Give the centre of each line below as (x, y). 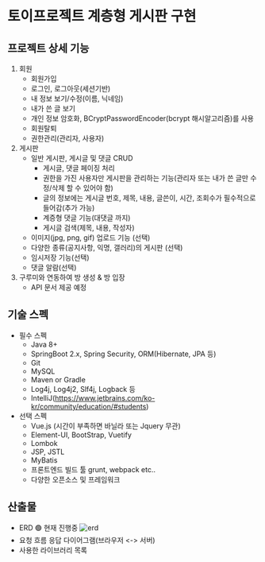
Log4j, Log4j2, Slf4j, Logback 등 (83, 389)
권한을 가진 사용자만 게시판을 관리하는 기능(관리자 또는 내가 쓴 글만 (146, 178)
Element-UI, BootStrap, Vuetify (81, 435)
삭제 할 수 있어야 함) (83, 188)
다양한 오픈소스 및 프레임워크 (75, 479)
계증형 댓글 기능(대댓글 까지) (86, 218)
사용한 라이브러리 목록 (53, 550)
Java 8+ (44, 344)
